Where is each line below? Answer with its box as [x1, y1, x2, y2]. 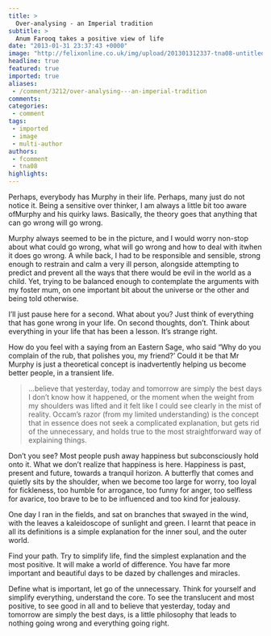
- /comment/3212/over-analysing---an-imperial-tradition [11, 87, 207, 95]
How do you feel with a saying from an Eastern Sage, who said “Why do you [8, 342, 261, 352]
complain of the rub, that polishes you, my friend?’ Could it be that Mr [8, 351, 240, 360]
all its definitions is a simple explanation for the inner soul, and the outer [8, 527, 248, 536]
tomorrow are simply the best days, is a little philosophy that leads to [8, 610, 237, 619]
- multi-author [11, 139, 63, 148]
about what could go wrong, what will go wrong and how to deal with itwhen [8, 242, 262, 252]
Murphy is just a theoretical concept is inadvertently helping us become [8, 359, 247, 369]
